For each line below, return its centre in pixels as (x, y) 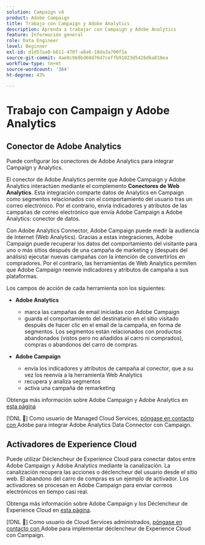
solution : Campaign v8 (35, 12)
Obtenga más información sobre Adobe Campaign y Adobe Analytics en (97, 400)
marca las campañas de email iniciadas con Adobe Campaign (102, 312)
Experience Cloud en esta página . (49, 510)
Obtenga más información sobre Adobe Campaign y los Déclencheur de (97, 504)
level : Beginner (27, 47)
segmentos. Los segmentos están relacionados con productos (103, 332)
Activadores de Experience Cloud (72, 444)
